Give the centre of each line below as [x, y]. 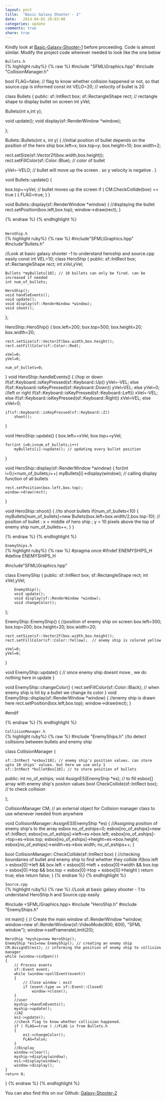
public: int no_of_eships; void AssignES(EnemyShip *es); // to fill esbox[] [79, 778]
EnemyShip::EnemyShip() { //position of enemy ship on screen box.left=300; [83, 621]
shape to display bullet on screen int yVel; [48, 102]
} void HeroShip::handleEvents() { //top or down [54, 377]
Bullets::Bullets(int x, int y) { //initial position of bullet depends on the [75, 140]
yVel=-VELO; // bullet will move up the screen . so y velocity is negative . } [81, 170]
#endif [12, 713]
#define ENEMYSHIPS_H [31, 556]
